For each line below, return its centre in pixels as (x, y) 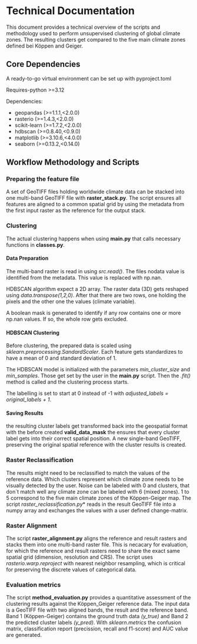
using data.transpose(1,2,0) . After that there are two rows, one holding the (96, 295)
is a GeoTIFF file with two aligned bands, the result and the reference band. (97, 610)
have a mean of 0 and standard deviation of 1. (61, 358)
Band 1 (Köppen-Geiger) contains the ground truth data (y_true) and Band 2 (97, 616)
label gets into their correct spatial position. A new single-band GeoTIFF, (94, 438)
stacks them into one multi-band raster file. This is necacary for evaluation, (97, 544)
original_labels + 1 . (29, 400)
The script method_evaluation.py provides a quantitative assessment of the (98, 598)
